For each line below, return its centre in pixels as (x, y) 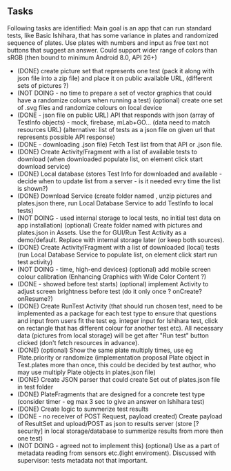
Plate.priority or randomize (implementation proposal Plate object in (113, 357)
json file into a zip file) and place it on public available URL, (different (114, 78)
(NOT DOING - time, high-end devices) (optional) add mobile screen (114, 269)
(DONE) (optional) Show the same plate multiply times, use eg (105, 350)
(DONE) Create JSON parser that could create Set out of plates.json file (119, 379)
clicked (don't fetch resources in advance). (78, 342)
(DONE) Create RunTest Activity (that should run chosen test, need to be (120, 306)
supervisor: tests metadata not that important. (82, 460)
